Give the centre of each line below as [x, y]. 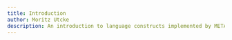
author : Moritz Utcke [38, 20]
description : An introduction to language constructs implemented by [109, 26]
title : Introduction [37, 13]
